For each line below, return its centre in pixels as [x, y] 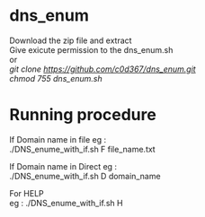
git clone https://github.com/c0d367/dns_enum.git [102, 69]
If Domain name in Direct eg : [63, 166]
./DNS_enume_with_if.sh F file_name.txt [82, 149]
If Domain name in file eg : [58, 139]
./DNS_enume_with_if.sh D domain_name [85, 176]
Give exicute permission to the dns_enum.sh [91, 49]
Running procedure [83, 115]
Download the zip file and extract [71, 40]
